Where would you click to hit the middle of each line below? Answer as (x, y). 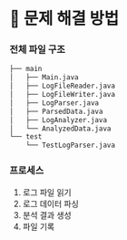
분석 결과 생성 (47, 214)
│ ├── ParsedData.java (56, 111)
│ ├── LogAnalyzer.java (58, 120)
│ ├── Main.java (44, 78)
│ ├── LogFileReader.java (63, 86)
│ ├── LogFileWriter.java (63, 95)
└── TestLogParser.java (71, 146)
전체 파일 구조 (38, 49)
